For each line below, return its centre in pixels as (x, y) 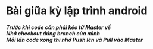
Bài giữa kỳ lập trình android (77, 11)
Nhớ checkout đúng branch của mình (53, 33)
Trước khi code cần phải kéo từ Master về (59, 27)
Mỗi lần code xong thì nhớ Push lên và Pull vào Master (74, 40)
